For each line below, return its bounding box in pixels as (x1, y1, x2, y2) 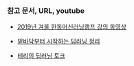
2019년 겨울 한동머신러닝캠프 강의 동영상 (16, 22, 127, 31)
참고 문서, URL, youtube (7, 5, 85, 15)
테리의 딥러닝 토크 (16, 52, 65, 60)
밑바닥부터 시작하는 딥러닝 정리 (16, 37, 100, 46)
